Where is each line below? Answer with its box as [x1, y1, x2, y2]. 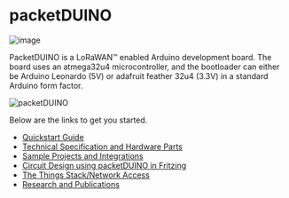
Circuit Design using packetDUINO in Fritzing [21, 160, 187, 170]
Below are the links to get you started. [9, 115, 148, 125]
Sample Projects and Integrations [21, 150, 144, 161]
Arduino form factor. [9, 80, 83, 91]
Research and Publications [21, 178, 120, 189]
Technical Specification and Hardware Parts [21, 141, 184, 152]
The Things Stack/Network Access [21, 170, 151, 180]
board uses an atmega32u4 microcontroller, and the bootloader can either [9, 61, 280, 72]
